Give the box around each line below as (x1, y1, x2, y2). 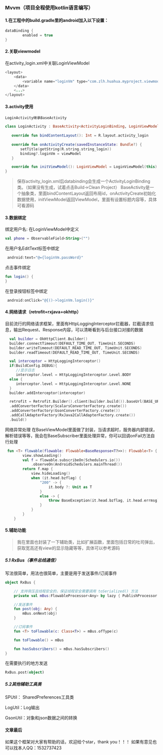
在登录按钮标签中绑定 (5, 288, 48, 294)
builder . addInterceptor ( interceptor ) (9, 390, 86, 395)
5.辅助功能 (5, 527, 27, 533)
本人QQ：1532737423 (17, 745, 62, 751)
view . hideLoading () (31, 471, 70, 476)
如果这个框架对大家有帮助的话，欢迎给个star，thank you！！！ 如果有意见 (5, 738, 153, 744)
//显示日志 (16, 368, 35, 373)
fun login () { (5, 275, 34, 279)
